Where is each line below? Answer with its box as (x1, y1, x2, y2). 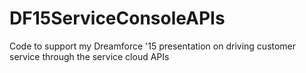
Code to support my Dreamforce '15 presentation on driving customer (9, 40, 297, 52)
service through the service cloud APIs (9, 50, 170, 62)
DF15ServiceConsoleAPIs (9, 7, 226, 30)
